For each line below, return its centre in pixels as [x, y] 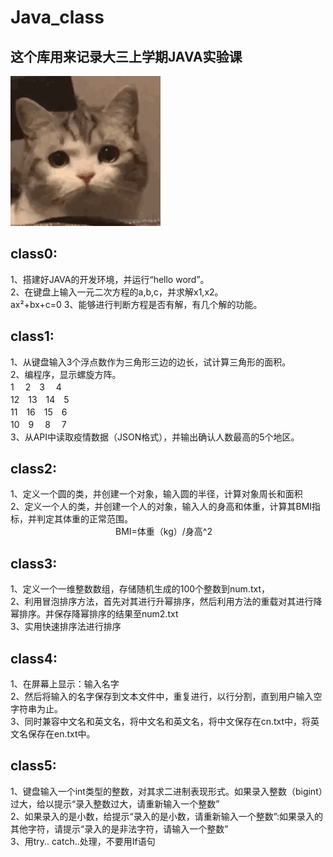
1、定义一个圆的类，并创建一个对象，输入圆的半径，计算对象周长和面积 [156, 494]
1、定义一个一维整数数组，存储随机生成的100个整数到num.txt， [140, 589]
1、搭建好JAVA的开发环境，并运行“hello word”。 [110, 279]
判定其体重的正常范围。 [84, 519]
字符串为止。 [36, 709]
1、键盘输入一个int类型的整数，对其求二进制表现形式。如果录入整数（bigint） [166, 791]
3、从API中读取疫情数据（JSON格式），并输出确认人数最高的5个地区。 [155, 437]
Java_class [57, 17]
